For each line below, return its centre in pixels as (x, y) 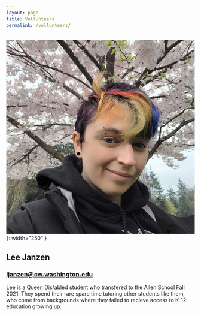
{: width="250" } (27, 238)
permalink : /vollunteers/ (38, 25)
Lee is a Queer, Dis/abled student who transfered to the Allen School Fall (96, 287)
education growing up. (34, 306)
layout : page (22, 13)
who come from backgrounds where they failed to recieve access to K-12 (96, 300)
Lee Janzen (28, 257)
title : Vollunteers (31, 19)
